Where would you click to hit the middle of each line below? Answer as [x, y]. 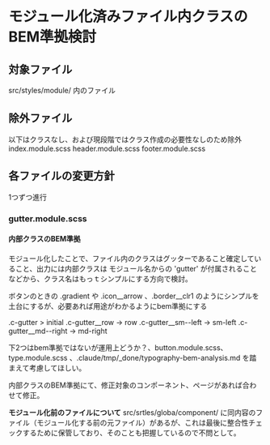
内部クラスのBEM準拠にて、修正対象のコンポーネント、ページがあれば [125, 385]
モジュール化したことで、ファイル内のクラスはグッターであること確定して [131, 258]
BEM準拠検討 [53, 37]
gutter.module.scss [48, 218]
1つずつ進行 [27, 197]
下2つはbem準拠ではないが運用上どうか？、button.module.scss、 [118, 347]
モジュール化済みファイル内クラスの [128, 17]
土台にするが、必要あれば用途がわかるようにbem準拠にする [108, 306]
